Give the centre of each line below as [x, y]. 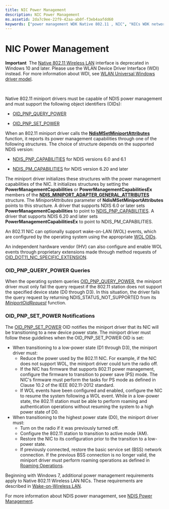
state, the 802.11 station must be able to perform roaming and [83, 401]
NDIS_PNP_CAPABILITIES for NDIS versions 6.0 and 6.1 [69, 159]
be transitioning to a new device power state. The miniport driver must [78, 332]
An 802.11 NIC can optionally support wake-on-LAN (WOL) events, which [81, 232]
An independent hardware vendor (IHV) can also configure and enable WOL [84, 247]
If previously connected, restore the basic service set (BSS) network [91, 449]
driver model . [19, 79]
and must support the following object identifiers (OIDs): [63, 104]
